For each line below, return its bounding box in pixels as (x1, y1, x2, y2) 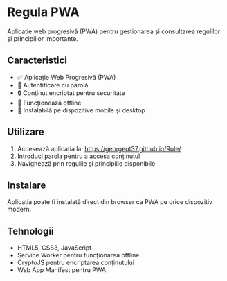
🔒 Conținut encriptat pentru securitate (17, 88, 126, 97)
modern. (7, 205, 32, 214)
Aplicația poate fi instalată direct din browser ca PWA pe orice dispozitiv (7, 198, 213, 206)
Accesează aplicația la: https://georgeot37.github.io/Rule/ (17, 144, 181, 153)
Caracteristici (7, 55, 68, 67)
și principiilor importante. (7, 34, 78, 42)
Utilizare (7, 126, 44, 138)
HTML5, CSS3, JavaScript (17, 244, 92, 252)
